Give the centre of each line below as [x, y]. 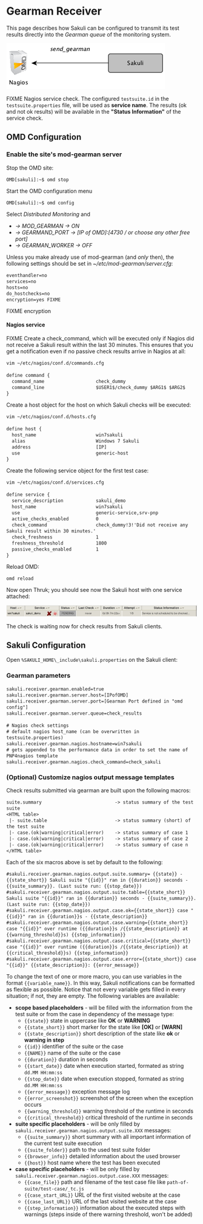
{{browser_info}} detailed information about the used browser [102, 1157]
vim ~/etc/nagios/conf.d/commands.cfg [55, 363]
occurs [33, 1105]
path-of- [178, 1183]
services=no [21, 281]
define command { [28, 375]
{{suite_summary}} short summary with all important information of [107, 1137]
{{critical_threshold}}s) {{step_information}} [68, 953]
